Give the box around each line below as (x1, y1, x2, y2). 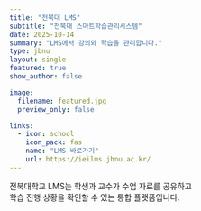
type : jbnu (9, 47, 50, 56)
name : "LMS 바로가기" (25, 146, 99, 156)
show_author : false (9, 72, 83, 81)
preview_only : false (17, 105, 95, 114)
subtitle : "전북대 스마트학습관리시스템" (9, 22, 142, 31)
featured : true (9, 64, 67, 73)
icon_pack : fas (25, 138, 83, 147)
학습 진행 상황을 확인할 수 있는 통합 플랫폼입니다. (9, 191, 180, 203)
